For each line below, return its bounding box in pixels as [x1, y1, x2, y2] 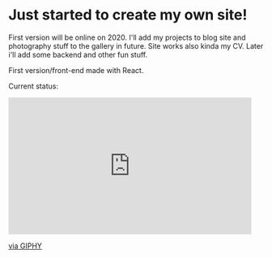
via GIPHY [8, 241, 43, 251]
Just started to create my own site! [8, 6, 248, 24]
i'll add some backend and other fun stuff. [8, 49, 148, 59]
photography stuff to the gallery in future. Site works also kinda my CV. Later [8, 41, 264, 50]
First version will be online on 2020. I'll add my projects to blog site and [8, 32, 246, 42]
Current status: [8, 81, 59, 91]
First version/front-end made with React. [8, 65, 144, 75]
